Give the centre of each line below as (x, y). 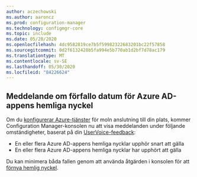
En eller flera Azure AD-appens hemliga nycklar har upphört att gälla (98, 150)
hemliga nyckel (64, 105)
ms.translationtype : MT (35, 56)
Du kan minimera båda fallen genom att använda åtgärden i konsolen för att (98, 162)
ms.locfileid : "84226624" (38, 72)
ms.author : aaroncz (30, 17)
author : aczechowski (32, 12)
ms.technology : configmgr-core (45, 28)
